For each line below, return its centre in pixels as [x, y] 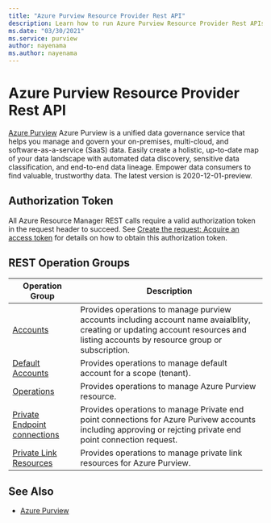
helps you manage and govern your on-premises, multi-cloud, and [119, 141]
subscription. [105, 349]
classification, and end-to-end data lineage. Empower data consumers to [130, 167]
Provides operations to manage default [154, 362]
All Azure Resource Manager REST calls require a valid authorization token [132, 220]
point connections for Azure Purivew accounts [168, 419]
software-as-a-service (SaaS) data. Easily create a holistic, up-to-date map [134, 149]
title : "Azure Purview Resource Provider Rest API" [97, 16]
